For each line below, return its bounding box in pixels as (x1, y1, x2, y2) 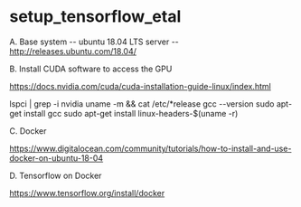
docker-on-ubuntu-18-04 (9, 152, 104, 164)
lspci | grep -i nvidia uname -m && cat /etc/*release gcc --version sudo (9, 98, 275, 109)
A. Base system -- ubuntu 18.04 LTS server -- (9, 36, 179, 47)
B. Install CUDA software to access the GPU (9, 63, 173, 74)
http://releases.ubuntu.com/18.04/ (9, 45, 137, 56)
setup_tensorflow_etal (9, 6, 182, 27)
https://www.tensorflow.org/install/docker (9, 187, 165, 198)
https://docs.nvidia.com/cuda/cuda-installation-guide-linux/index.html (9, 80, 271, 91)
